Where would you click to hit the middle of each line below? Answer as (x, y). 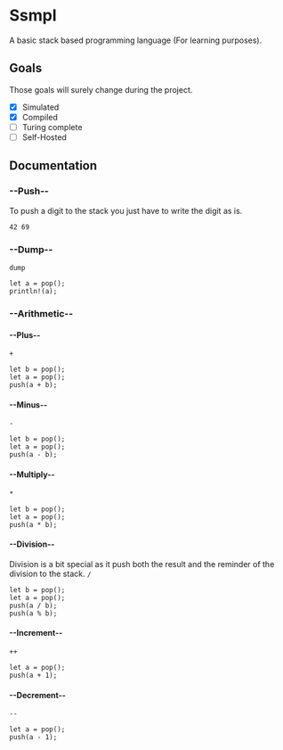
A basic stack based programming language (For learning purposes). (136, 40)
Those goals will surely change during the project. (101, 89)
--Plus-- (25, 334)
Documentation (53, 166)
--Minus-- (28, 404)
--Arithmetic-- (41, 313)
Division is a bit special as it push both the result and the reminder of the (142, 564)
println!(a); (33, 291)
